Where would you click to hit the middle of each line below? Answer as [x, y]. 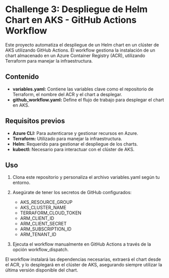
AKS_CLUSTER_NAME [43, 208]
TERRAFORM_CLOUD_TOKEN [51, 213]
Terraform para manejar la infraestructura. [49, 61]
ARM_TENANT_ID [38, 235]
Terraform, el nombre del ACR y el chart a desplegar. [67, 94]
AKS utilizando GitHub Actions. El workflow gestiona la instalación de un [80, 50]
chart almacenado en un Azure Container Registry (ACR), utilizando [75, 55]
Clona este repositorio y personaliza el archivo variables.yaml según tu [86, 177]
